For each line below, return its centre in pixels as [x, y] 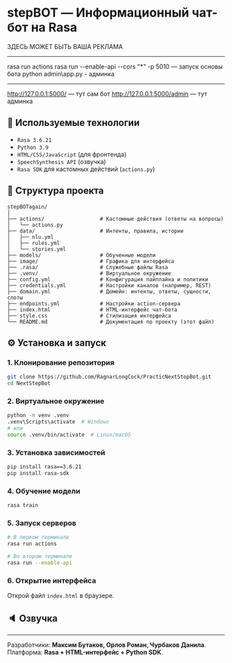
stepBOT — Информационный [98, 13]
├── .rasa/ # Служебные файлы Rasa [88, 267]
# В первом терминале [38, 538]
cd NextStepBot [29, 383]
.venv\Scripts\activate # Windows [58, 422]
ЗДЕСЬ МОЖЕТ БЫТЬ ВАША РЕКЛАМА [65, 46]
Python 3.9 [33, 147]
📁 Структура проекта [56, 191]
